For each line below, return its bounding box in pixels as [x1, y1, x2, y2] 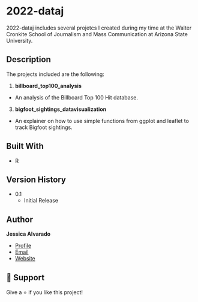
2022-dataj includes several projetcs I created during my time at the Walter [6, 24, 192, 31]
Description [6, 54, 51, 64]
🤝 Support [6, 272, 45, 283]
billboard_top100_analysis [14, 82, 82, 89]
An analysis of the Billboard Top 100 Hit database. [14, 93, 138, 101]
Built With [6, 141, 44, 151]
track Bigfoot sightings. [14, 124, 73, 131]
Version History [6, 174, 66, 184]
